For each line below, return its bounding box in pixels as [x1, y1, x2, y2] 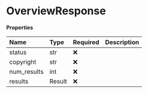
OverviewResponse [6, 4, 106, 18]
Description [105, 38, 140, 46]
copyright [9, 58, 37, 66]
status [9, 48, 27, 56]
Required [73, 38, 99, 46]
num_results [9, 67, 44, 76]
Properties [6, 24, 34, 31]
